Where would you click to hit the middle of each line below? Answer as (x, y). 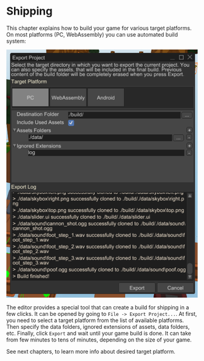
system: (16, 41)
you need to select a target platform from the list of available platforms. (95, 320)
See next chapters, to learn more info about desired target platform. (91, 352)
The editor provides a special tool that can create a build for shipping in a (98, 307)
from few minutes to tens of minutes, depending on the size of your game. (99, 340)
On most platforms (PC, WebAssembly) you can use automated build (92, 34)
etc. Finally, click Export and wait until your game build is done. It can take (99, 334)
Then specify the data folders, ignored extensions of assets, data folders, (98, 327)
